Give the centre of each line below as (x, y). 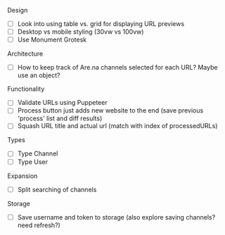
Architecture (25, 54)
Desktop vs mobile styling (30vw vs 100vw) (81, 32)
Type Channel (38, 153)
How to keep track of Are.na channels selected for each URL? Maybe (117, 68)
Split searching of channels (57, 189)
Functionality (26, 89)
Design (18, 10)
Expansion (22, 176)
